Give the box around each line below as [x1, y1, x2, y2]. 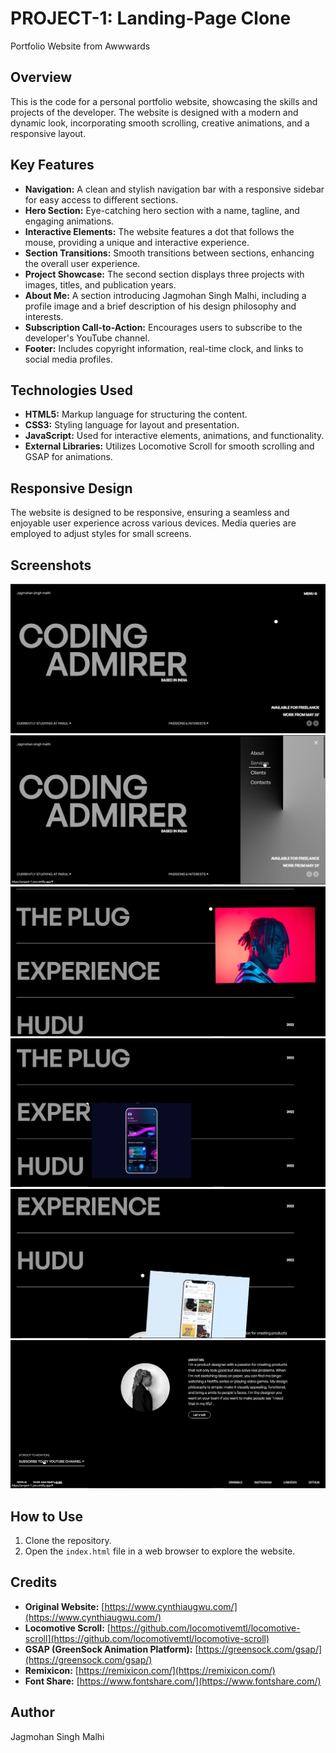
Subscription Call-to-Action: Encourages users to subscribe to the [24, 321, 303, 333]
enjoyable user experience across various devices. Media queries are [10, 517, 297, 529]
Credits [10, 1574, 58, 1591]
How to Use [10, 1508, 84, 1525]
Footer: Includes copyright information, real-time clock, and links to [24, 342, 304, 354]
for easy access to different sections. [24, 193, 179, 206]
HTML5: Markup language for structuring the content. [24, 408, 248, 421]
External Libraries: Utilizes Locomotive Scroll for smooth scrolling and [24, 440, 315, 452]
